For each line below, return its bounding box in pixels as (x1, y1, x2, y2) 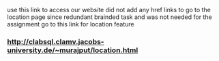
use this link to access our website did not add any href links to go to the (7, 6, 211, 14)
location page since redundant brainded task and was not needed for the (7, 13, 213, 21)
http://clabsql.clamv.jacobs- (7, 37, 104, 46)
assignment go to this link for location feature (7, 20, 134, 28)
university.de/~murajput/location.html (7, 45, 138, 55)
